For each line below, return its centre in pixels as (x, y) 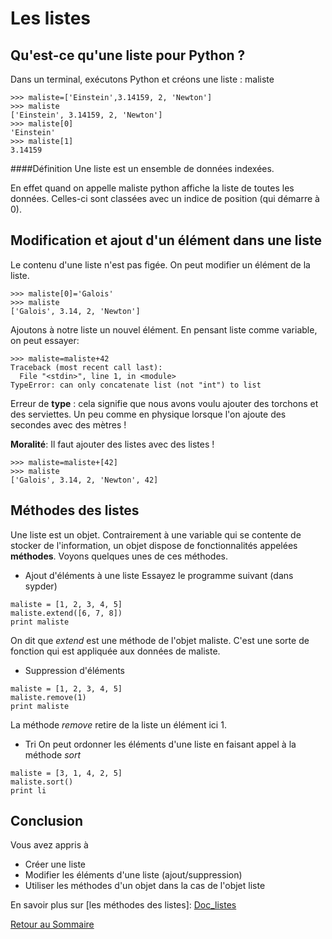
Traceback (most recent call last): (86, 367)
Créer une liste (55, 864)
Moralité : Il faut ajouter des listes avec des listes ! (112, 444)
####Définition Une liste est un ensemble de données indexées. (142, 168)
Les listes (51, 18)
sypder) (41, 586)
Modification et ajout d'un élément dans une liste (166, 240)
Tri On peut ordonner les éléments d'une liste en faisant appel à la (160, 744)
